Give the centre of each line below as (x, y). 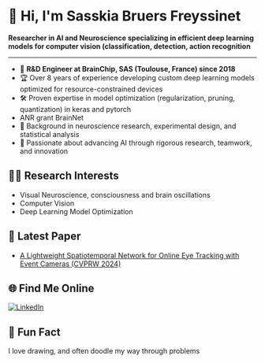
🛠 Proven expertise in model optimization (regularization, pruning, (127, 98)
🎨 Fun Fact (34, 332)
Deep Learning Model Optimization (76, 211)
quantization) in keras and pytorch (75, 109)
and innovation (44, 151)
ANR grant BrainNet (52, 117)
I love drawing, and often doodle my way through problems (104, 351)
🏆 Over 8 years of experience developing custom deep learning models (137, 77)
